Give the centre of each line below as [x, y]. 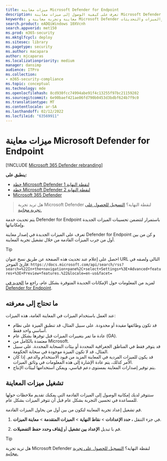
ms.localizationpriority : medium [40, 61]
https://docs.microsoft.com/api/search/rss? [77, 265]
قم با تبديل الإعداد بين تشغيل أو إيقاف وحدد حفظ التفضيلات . [67, 429]
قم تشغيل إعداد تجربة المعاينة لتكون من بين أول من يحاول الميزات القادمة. [74, 410]
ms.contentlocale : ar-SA [31, 107]
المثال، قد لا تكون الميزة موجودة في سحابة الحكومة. [60, 352]
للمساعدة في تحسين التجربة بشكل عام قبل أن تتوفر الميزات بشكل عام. [72, 400]
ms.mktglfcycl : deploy [29, 38]
